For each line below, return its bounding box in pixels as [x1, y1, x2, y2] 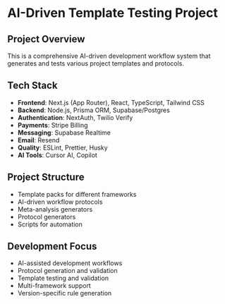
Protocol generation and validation [17, 267, 118, 275]
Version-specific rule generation [17, 289, 112, 298]
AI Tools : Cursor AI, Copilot [17, 150, 97, 159]
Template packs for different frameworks [17, 190, 137, 198]
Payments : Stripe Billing [17, 121, 88, 129]
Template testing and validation [17, 274, 109, 283]
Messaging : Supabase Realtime [17, 128, 111, 137]
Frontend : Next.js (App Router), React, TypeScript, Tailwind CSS [17, 98, 205, 107]
